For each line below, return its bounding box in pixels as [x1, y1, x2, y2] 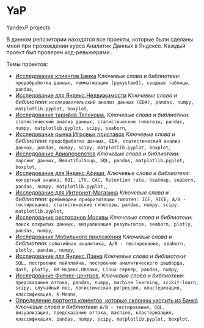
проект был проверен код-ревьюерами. [6, 48, 112, 55]
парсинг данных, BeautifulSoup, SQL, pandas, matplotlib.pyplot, [15, 157, 185, 163]
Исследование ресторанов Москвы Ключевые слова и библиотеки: [15, 213, 193, 221]
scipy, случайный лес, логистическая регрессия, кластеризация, [15, 285, 183, 291]
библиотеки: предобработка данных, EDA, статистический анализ [15, 137, 181, 144]
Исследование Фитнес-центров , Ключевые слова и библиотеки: [15, 272, 184, 279]
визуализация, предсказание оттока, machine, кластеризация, [15, 309, 175, 316]
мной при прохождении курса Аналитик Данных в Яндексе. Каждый [6, 42, 186, 49]
